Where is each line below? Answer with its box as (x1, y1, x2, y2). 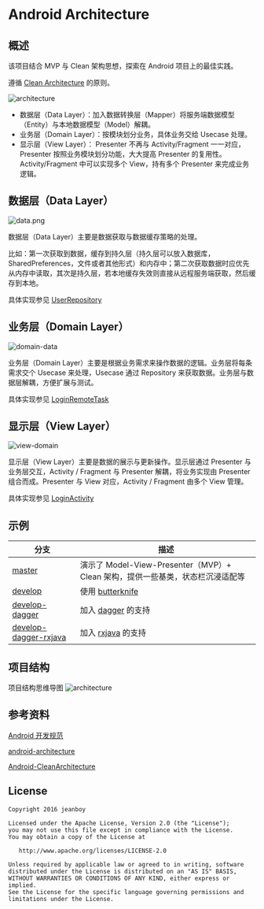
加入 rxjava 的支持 (79, 628, 147, 639)
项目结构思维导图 (8, 683, 64, 692)
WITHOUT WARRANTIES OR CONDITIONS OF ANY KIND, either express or (8, 874, 230, 882)
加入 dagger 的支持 (79, 605, 151, 616)
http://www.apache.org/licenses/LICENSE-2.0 (18, 847, 167, 855)
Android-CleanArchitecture (8, 762, 96, 771)
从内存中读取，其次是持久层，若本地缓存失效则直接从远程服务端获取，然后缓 (8, 268, 256, 277)
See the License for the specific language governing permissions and (8, 888, 244, 896)
